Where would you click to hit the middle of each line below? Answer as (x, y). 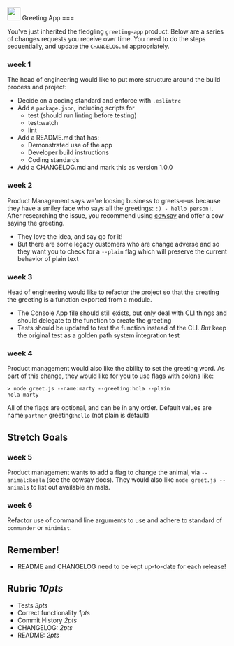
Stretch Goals (38, 437)
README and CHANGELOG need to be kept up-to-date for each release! (122, 566)
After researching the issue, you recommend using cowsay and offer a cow (115, 215)
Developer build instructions (68, 152)
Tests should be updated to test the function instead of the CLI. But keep (122, 328)
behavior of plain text (48, 258)
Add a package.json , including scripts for (76, 108)
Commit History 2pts (47, 620)
